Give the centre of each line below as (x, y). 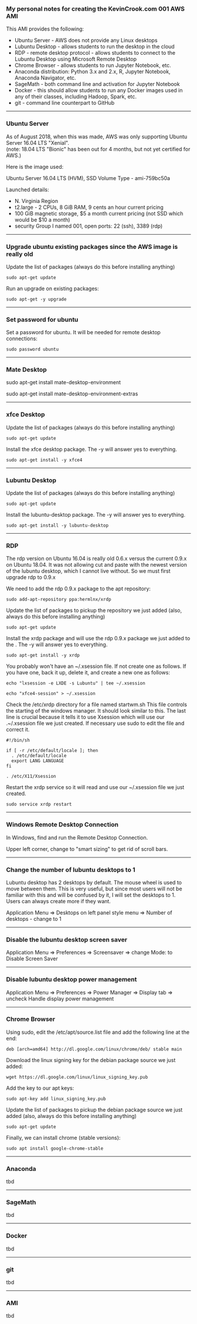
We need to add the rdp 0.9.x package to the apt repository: (79, 589)
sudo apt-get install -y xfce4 (44, 460)
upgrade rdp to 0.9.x (31, 577)
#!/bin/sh (18, 740)
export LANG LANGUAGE (38, 761)
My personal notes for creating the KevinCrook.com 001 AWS (96, 9)
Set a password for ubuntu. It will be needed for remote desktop (84, 332)
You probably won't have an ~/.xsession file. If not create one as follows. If (96, 666)
